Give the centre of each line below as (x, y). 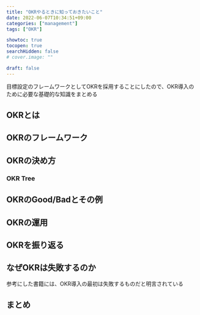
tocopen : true (24, 46)
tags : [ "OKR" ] (24, 29)
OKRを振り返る (35, 245)
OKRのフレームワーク (47, 138)
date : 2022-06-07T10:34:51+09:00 (49, 18)
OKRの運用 (27, 222)
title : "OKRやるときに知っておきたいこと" (54, 12)
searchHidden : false (33, 52)
